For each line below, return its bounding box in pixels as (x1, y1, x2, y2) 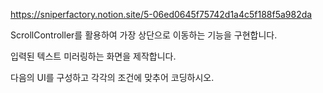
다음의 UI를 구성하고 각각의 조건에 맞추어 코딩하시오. (10, 72, 215, 83)
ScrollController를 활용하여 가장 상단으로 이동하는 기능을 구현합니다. (10, 29, 278, 41)
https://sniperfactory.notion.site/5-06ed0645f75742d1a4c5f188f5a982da (10, 9, 313, 20)
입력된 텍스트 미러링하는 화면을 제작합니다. (10, 50, 177, 62)
